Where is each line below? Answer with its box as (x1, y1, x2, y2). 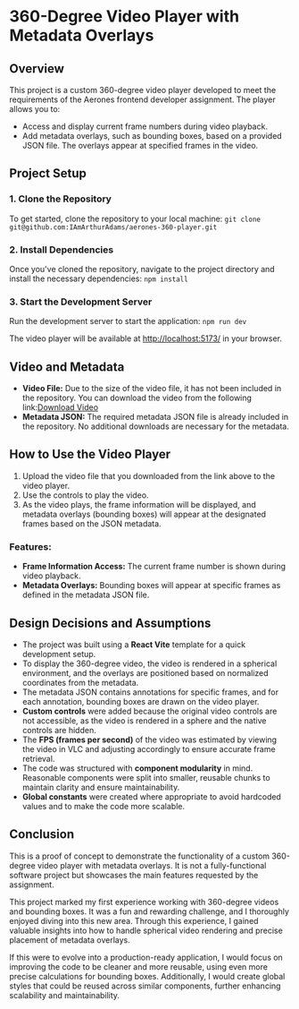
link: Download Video (21, 402, 99, 413)
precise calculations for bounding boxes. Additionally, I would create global (9, 971, 286, 981)
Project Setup (9, 166, 87, 181)
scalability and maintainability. (9, 989, 120, 1000)
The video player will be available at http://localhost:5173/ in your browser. (9, 333, 283, 344)
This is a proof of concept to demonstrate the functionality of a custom (9, 851, 270, 861)
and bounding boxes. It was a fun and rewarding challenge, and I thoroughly (9, 906, 290, 917)
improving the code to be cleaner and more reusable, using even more (9, 961, 268, 972)
